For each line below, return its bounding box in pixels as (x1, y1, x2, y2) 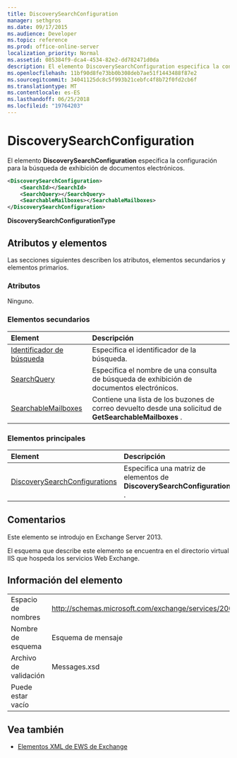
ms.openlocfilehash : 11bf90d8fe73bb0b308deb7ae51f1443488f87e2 (7, 69, 197, 76)
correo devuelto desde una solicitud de (92, 403, 222, 413)
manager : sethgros (7, 17, 61, 24)
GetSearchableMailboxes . (92, 412, 183, 421)
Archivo (11, 653, 37, 663)
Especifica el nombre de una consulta (92, 365, 217, 375)
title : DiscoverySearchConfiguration (7, 10, 119, 18)
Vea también (7, 723, 64, 735)
